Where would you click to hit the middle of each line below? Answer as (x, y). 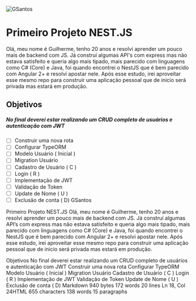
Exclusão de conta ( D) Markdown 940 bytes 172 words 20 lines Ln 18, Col (96, 285)
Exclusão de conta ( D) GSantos (53, 200)
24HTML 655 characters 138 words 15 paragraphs (67, 291)
